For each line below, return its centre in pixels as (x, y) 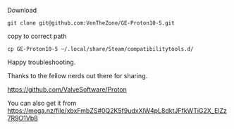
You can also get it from (42, 103)
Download (22, 10)
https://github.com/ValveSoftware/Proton (67, 90)
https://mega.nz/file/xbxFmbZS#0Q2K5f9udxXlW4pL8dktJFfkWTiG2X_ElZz (117, 111)
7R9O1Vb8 (23, 118)
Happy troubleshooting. (42, 62)
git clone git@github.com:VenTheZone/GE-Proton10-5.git (91, 23)
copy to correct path (37, 36)
